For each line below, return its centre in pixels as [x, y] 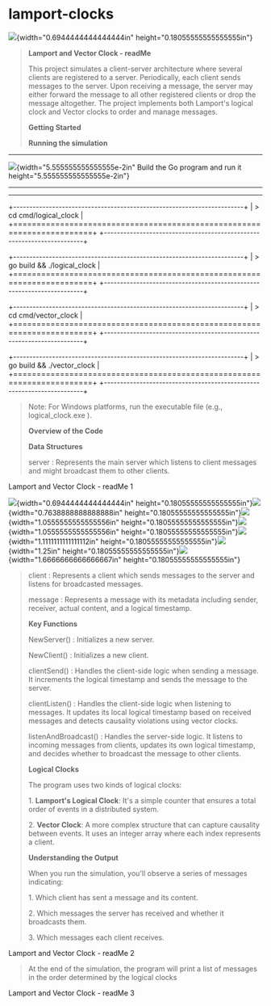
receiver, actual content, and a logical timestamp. [110, 608]
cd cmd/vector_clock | [46, 315]
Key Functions [53, 624]
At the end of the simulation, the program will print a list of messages [143, 968]
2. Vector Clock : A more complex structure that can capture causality [144, 824]
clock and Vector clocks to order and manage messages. [123, 112]
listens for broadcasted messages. [85, 583]
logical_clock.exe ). [60, 415]
